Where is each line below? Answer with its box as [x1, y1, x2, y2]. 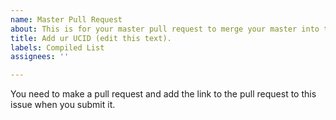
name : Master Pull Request [10, 14, 123, 25]
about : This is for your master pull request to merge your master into [10, 24, 320, 34]
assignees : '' [10, 52, 70, 62]
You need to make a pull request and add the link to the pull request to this [10, 88, 317, 100]
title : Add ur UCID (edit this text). [10, 33, 172, 43]
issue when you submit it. [10, 99, 116, 111]
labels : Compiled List [10, 42, 105, 53]
